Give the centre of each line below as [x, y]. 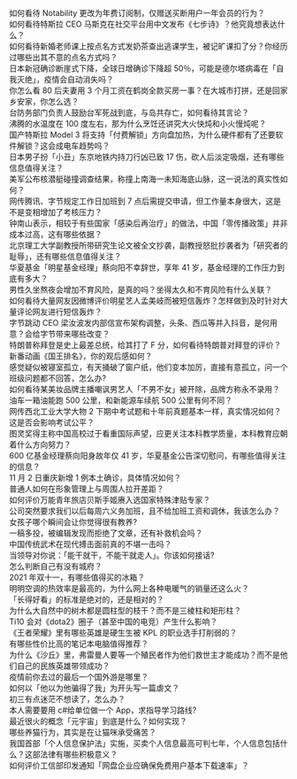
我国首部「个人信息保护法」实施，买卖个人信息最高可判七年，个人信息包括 [145, 743]
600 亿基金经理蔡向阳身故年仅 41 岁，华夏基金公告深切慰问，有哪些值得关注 [148, 455]
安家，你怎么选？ [48, 101]
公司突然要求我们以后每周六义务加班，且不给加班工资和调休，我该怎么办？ [145, 511]
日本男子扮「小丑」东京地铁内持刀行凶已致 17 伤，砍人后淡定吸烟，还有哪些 [147, 157]
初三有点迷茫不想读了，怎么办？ [67, 699]
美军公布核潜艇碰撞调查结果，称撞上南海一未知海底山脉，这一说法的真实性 [145, 179]
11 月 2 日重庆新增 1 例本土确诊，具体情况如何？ [95, 478]
